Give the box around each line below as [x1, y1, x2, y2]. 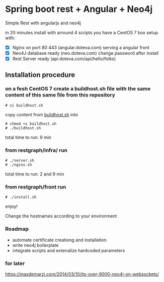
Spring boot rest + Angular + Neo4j [5, 3, 153, 15]
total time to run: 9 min [5, 134, 52, 140]
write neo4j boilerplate [12, 242, 59, 248]
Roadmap [5, 225, 29, 232]
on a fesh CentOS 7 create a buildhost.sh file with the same [5, 86, 151, 93]
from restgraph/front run [5, 184, 66, 190]
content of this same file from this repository [5, 92, 115, 98]
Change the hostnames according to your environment [5, 213, 117, 219]
